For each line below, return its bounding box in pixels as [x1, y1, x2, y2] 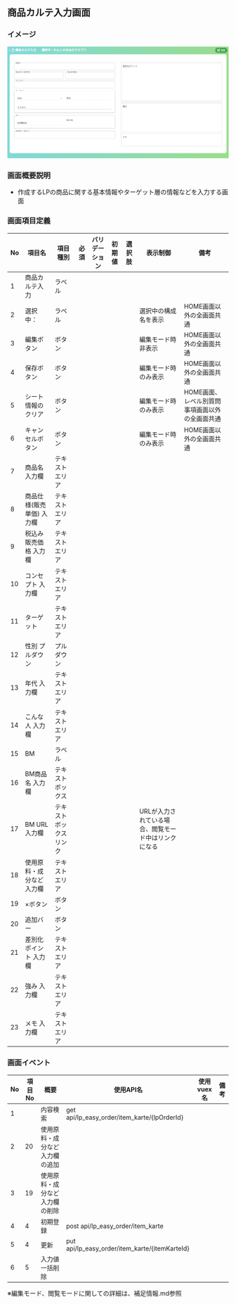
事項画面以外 [183, 405, 221, 414]
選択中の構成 [139, 306, 177, 315]
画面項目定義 [7, 216, 51, 226]
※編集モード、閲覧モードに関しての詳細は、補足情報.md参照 [7, 1289, 182, 1298]
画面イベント [7, 1058, 51, 1068]
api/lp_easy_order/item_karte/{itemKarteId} [65, 1244, 190, 1253]
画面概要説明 [7, 171, 51, 181]
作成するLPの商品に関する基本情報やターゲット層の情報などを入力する [17, 188, 223, 196]
